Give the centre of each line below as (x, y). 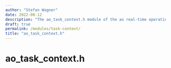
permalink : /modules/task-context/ (43, 29)
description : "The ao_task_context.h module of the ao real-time (76, 19)
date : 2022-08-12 (24, 15)
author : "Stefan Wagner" (32, 10)
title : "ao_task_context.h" (35, 33)
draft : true (18, 24)
